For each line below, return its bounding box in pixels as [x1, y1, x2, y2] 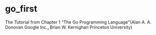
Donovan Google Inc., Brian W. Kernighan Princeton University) [5, 24, 132, 30]
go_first [5, 3, 38, 14]
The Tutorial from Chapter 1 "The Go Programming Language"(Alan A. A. [5, 19, 152, 25]
